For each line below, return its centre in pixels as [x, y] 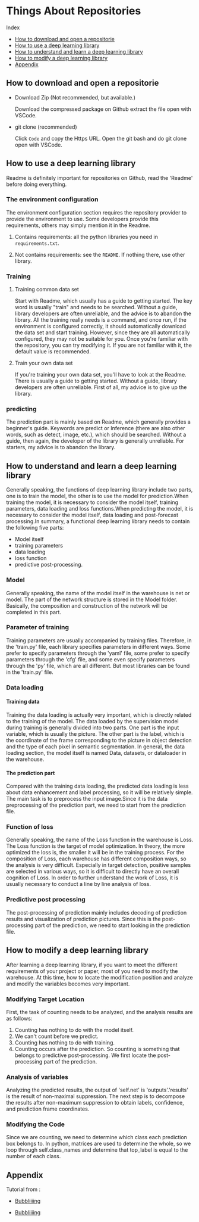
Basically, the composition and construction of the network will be [87, 605]
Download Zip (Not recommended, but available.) [75, 97]
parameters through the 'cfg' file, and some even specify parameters [91, 659]
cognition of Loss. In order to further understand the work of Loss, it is [92, 878]
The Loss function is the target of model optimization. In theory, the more [96, 846]
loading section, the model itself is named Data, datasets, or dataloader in [96, 753]
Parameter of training [38, 627]
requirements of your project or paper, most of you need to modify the [92, 971]
